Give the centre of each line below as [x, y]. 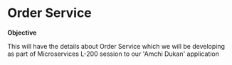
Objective [22, 32]
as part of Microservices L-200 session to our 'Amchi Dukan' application [113, 54]
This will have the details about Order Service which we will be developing [116, 46]
